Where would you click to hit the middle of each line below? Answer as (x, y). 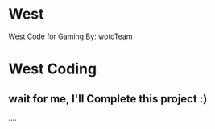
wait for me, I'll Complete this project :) (108, 99)
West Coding (53, 69)
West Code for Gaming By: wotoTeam (70, 36)
